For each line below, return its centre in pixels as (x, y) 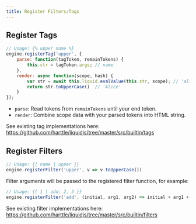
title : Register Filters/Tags (43, 11)
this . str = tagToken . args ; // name (70, 65)
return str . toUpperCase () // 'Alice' (74, 87)
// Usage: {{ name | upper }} (43, 164)
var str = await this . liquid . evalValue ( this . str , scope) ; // (103, 81)
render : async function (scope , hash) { (65, 76)
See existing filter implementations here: (55, 208)
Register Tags (32, 35)
